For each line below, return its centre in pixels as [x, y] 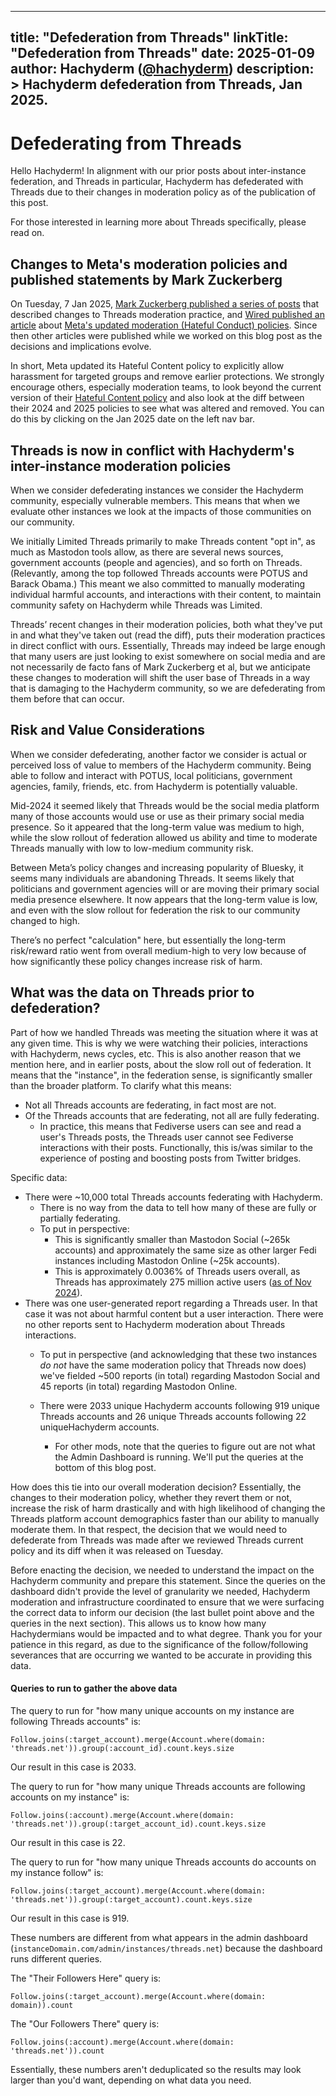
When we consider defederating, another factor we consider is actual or [159, 754]
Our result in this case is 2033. [73, 1767]
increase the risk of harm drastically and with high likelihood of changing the [168, 1508]
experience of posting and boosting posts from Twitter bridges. [170, 1158]
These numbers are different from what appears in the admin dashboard [159, 1937]
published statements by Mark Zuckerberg [146, 279]
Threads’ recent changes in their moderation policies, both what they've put [166, 624]
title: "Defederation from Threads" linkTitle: [149, 37]
